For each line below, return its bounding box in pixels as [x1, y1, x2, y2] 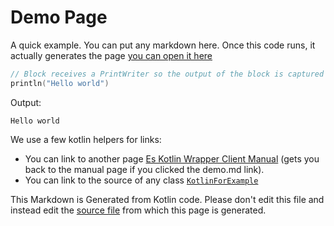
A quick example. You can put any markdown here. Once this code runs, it [10, 39, 316, 51]
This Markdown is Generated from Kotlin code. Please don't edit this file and [10, 193, 325, 205]
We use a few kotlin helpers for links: [10, 133, 162, 145]
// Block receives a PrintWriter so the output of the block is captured [10, 69, 325, 79]
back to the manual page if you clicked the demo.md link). [24, 163, 265, 175]
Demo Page [10, 6, 108, 29]
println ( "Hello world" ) [10, 78, 110, 88]
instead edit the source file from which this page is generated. [10, 204, 267, 216]
